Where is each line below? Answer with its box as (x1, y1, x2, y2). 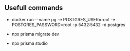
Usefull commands (4, 4, 63, 12)
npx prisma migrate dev (11, 31, 59, 37)
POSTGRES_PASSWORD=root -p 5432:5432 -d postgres (11, 22, 126, 27)
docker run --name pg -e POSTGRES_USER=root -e (11, 16, 115, 22)
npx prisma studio (11, 40, 48, 46)
